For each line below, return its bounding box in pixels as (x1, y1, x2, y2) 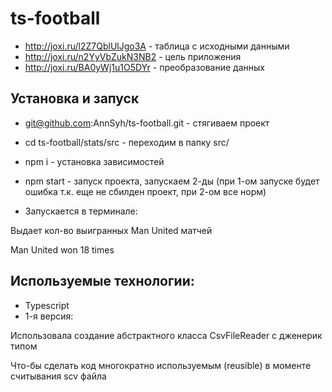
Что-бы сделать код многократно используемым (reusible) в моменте (10, 359, 312, 371)
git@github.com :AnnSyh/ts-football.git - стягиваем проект (24, 117, 270, 129)
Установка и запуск (10, 90, 140, 107)
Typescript (24, 299, 70, 311)
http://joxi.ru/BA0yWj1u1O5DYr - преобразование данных (24, 61, 265, 73)
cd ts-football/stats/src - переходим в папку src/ (24, 136, 230, 148)
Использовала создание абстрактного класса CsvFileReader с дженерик (10, 329, 323, 341)
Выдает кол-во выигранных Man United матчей (10, 224, 213, 236)
